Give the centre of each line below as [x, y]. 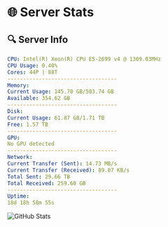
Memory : [19, 85]
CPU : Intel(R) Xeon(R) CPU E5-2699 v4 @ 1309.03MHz [84, 59]
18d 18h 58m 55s [31, 203]
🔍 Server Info [38, 39]
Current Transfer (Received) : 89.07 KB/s [69, 170]
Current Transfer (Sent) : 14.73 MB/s [62, 164]
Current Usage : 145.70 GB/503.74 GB [61, 92]
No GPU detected [31, 144]
